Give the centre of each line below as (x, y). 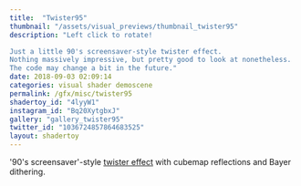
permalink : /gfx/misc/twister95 (71, 93)
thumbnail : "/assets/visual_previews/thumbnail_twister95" (124, 26)
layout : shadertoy (44, 136)
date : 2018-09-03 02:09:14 (61, 77)
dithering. (27, 171)
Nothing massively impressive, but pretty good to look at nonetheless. (150, 60)
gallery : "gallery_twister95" (67, 119)
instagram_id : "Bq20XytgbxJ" (65, 110)
